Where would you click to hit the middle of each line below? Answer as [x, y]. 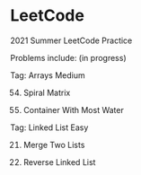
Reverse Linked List [59, 162]
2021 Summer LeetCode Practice [71, 40]
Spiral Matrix [47, 92]
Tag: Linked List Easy [49, 127]
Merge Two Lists [54, 144]
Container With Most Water [73, 109]
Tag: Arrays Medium [48, 75]
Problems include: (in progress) [68, 57]
